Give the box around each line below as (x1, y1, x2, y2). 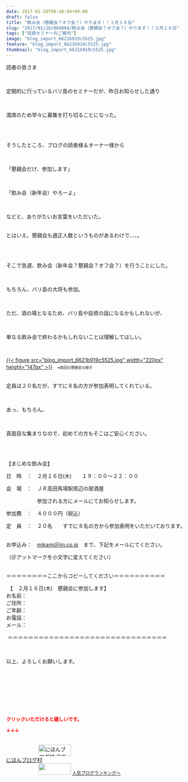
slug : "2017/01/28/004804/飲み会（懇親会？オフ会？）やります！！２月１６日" (6, 25, 180, 31)
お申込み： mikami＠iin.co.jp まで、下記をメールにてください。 (6, 541, 166, 548)
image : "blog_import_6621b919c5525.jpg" (6, 36, 107, 42)
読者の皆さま (6, 63, 37, 70)
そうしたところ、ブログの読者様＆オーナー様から (6, 141, 125, 149)
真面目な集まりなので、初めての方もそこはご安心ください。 (6, 430, 150, 437)
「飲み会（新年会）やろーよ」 (6, 189, 78, 196)
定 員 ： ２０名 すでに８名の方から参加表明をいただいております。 (6, 522, 186, 529)
